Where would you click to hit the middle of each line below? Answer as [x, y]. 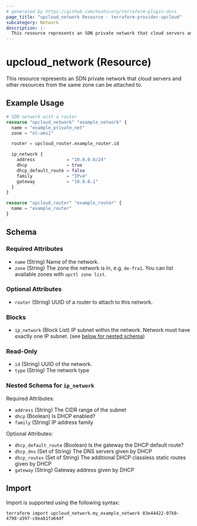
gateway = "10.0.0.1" [57, 181]
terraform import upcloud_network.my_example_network [73, 513]
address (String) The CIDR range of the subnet [70, 410]
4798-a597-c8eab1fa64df [35, 518]
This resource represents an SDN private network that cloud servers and [94, 79]
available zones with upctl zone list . [60, 274]
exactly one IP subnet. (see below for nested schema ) [80, 336]
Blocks [16, 317]
